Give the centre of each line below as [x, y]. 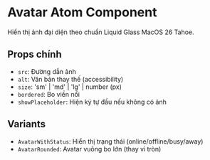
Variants [27, 124]
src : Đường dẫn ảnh [47, 71]
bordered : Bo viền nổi [49, 94]
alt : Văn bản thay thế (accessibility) [70, 79]
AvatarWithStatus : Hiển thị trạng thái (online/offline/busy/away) [110, 141]
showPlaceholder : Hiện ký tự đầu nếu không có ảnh [92, 102]
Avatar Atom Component [82, 12]
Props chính [35, 54]
